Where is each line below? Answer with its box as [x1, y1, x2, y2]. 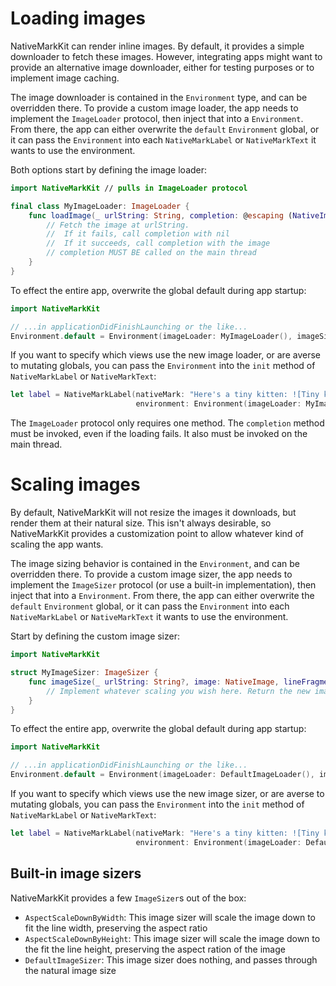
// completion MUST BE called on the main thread [46, 248, 257, 258]
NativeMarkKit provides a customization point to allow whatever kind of [10, 528, 304, 540]
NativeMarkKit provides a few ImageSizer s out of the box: [10, 892, 247, 904]
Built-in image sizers [10, 865, 142, 882]
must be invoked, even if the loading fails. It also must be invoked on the [10, 428, 308, 440]
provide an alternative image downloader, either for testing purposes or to [10, 61, 315, 73]
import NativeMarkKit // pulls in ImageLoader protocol [10, 183, 248, 193]
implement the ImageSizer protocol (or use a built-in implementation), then [10, 579, 317, 591]
